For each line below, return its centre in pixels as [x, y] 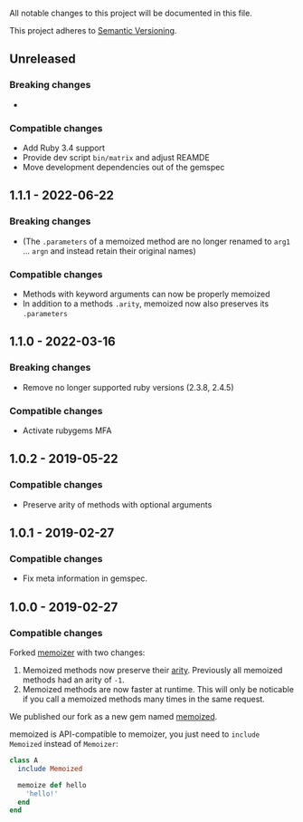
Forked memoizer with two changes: [77, 653]
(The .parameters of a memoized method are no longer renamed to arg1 [156, 241]
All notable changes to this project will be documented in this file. [131, 13]
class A [24, 760]
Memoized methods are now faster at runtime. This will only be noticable [158, 690]
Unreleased [43, 59]
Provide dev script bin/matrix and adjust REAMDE [116, 157]
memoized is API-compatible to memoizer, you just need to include [135, 734]
